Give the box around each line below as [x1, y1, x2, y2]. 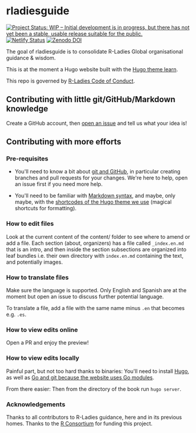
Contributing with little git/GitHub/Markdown [6, 94, 176, 105]
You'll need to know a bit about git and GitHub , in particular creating [14, 168, 181, 175]
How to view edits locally [6, 354, 80, 362]
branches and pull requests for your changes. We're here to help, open [14, 174, 188, 182]
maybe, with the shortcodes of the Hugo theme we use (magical [14, 198, 172, 206]
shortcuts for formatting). [14, 205, 77, 212]
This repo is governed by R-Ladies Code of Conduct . [6, 77, 135, 84]
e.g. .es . [6, 311, 27, 318]
